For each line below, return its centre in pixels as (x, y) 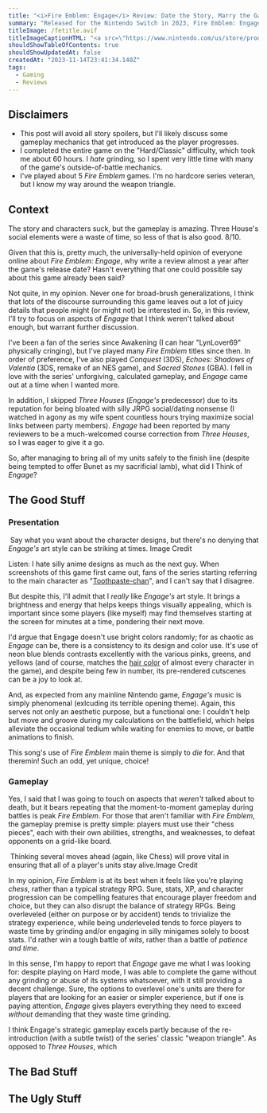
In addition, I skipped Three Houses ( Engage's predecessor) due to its (123, 400)
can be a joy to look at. (46, 679)
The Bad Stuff (43, 1072)
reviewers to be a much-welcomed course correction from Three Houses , (129, 434)
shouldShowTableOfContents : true (64, 45)
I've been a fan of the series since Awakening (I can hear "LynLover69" (125, 342)
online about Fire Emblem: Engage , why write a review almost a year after (129, 261)
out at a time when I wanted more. (64, 385)
